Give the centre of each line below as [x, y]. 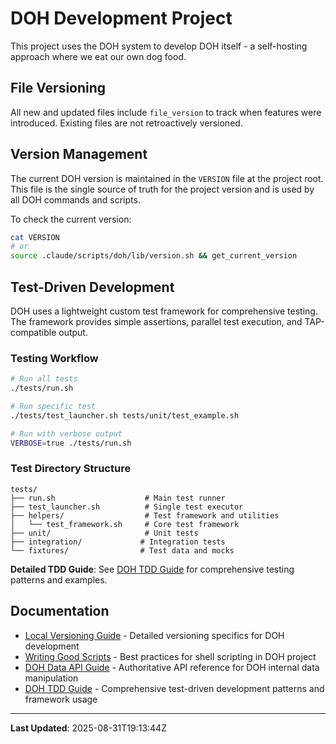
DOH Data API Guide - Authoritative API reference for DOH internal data [172, 667]
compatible [33, 332]
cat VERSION [35, 237]
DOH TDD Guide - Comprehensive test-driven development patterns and [174, 688]
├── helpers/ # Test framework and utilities [145, 515]
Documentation [60, 611]
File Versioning [58, 88]
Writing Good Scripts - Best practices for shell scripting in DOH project [170, 656]
